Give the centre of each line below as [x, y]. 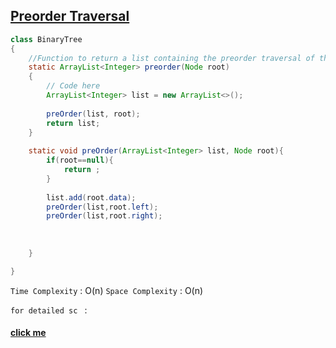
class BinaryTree [46, 39]
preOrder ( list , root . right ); [104, 216]
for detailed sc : [49, 310]
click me [28, 333]
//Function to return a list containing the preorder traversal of [171, 58]
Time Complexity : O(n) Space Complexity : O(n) [107, 290]
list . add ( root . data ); [91, 197]
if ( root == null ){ [80, 160]
